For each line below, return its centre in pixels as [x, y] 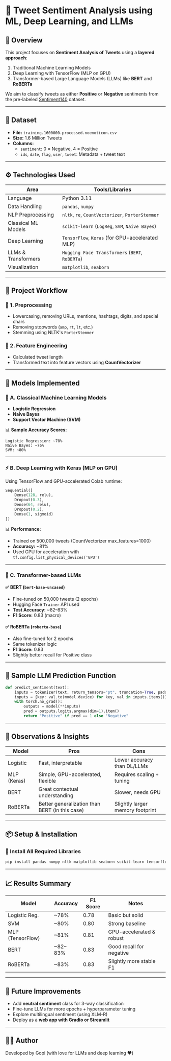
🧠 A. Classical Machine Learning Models [56, 397]
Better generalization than [69, 804]
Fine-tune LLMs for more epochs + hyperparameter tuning [74, 1009]
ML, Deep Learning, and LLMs [69, 21]
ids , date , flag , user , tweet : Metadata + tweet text [73, 154]
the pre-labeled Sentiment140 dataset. [46, 99]
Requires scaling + [137, 774]
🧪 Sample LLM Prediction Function [61, 676]
